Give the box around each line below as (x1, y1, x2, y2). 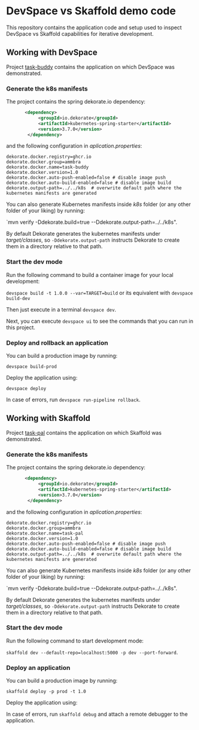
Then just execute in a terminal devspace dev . (6, 305, 116, 313)
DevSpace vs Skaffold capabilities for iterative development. (6, 30, 154, 37)
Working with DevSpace (6, 48, 98, 58)
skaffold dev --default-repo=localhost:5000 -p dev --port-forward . (6, 648, 178, 656)
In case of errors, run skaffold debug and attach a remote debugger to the (6, 710, 188, 718)
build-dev (6, 295, 31, 301)
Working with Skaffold (6, 413, 91, 423)
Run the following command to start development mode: (6, 637, 144, 644)
